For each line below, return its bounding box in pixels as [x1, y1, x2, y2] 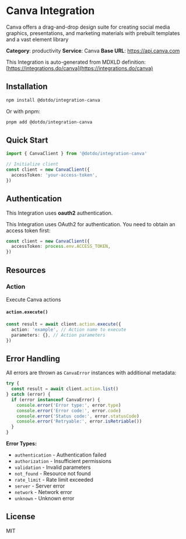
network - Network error [14, 489, 72, 496]
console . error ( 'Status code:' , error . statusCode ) [16, 413, 140, 419]
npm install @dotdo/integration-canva [6, 97, 100, 103]
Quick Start [6, 135, 48, 145]
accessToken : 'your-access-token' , [11, 172, 98, 178]
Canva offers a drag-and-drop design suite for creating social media [6, 23, 170, 30]
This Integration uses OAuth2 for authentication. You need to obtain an [6, 220, 176, 227]
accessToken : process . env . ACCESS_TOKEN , [11, 244, 111, 250]
